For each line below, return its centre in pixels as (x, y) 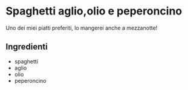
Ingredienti (27, 47)
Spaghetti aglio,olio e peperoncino (94, 11)
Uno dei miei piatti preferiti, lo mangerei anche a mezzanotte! (82, 28)
